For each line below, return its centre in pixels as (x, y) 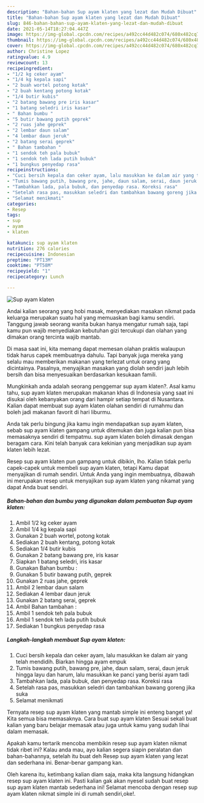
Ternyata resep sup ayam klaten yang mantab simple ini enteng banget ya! (100, 712)
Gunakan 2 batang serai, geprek (56, 600)
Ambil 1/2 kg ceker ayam (46, 523)
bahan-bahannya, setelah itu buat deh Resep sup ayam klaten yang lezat (97, 756)
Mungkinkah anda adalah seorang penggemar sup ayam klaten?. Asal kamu (101, 386)
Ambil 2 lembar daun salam (50, 587)
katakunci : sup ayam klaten (42, 243)
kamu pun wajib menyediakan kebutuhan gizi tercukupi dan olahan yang (97, 330)
